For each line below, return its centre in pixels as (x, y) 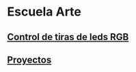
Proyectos (29, 59)
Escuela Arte (44, 12)
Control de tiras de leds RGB (68, 37)
